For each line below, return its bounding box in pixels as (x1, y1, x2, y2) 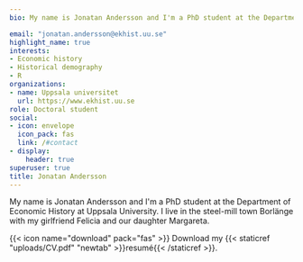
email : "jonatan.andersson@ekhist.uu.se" (9, 29, 168, 39)
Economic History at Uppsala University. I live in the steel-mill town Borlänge (9, 206, 294, 217)
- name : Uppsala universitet (9, 87, 119, 97)
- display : (9, 147, 50, 156)
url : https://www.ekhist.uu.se (17, 96, 135, 105)
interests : (9, 46, 50, 55)
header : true (25, 155, 75, 164)
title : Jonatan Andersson (9, 172, 106, 181)
